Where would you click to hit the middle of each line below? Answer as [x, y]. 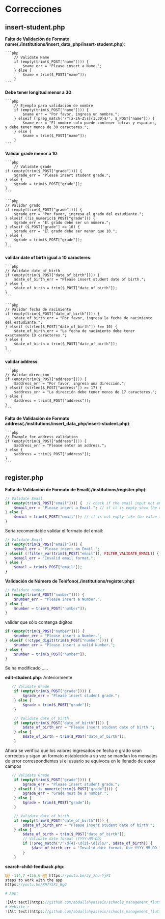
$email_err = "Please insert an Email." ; [57, 549]
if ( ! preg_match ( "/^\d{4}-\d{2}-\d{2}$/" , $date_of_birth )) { [88, 843]
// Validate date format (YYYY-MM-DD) [62, 839]
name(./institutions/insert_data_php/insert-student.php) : [65, 44]
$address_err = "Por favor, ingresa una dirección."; [70, 384]
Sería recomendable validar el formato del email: [54, 531]
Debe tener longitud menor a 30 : [39, 92]
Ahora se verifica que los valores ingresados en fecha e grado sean [73, 751]
